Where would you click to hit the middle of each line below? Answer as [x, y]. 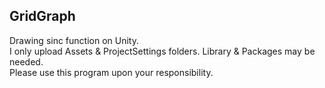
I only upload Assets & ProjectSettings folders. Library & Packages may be [162, 51]
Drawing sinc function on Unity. [74, 40]
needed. [26, 61]
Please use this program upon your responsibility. [111, 72]
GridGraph [42, 16]
